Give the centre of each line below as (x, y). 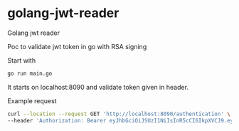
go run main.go (30, 73)
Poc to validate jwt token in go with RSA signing (77, 46)
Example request (32, 100)
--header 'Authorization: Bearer (57, 120)
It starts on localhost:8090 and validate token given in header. (98, 87)
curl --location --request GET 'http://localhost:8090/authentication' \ (119, 114)
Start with (22, 60)
